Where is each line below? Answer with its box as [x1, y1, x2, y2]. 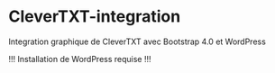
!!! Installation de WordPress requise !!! [8, 53, 151, 64]
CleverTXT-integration [8, 6, 181, 27]
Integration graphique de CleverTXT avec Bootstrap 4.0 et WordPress [8, 36, 267, 47]
